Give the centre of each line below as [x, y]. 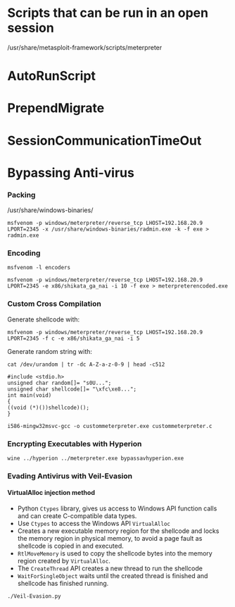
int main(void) [30, 395]
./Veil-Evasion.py [34, 596]
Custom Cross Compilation [55, 304]
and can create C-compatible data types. [77, 516]
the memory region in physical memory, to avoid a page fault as [110, 538]
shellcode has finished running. [63, 583]
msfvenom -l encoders [39, 268]
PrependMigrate [56, 108]
